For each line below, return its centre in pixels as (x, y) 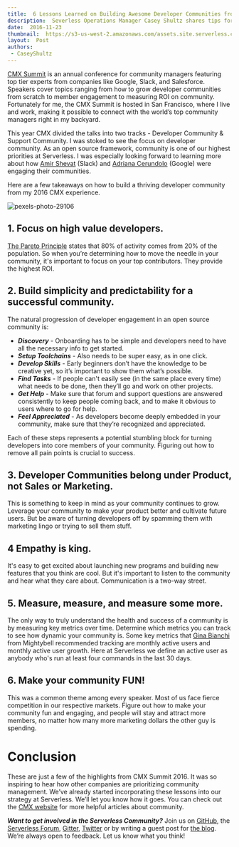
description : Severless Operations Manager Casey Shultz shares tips (114, 21)
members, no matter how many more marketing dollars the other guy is (111, 720)
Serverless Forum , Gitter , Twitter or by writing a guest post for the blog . (112, 828)
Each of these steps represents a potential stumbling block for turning (110, 437)
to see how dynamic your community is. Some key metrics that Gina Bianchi (118, 635)
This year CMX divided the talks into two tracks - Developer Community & (116, 133)
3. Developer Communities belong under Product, (119, 475)
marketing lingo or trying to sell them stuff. (70, 526)
